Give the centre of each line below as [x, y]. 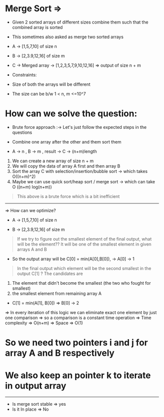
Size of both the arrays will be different [51, 84]
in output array [36, 386]
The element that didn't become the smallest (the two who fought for [82, 283]
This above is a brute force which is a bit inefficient [68, 196]
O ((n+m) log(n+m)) [32, 187]
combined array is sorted [37, 27]
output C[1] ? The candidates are [50, 273]
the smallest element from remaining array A [57, 293]
